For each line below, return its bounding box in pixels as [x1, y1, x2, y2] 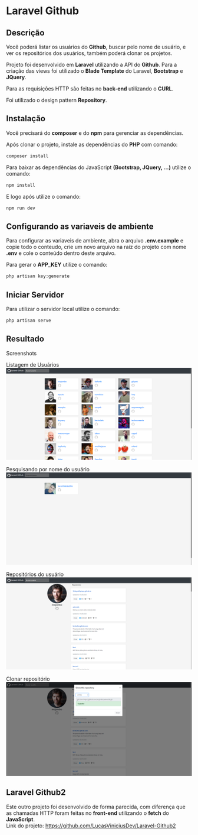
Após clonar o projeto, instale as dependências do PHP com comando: [6, 141, 178, 148]
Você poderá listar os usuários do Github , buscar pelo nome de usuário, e [6, 43, 186, 50]
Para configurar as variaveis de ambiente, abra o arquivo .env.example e [6, 237, 184, 244]
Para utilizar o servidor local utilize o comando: [6, 305, 120, 312]
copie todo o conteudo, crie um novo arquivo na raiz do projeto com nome [6, 244, 187, 251]
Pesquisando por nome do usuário [6, 466, 90, 473]
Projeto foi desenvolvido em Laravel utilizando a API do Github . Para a [6, 61, 177, 68]
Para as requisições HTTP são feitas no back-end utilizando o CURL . [6, 85, 174, 92]
